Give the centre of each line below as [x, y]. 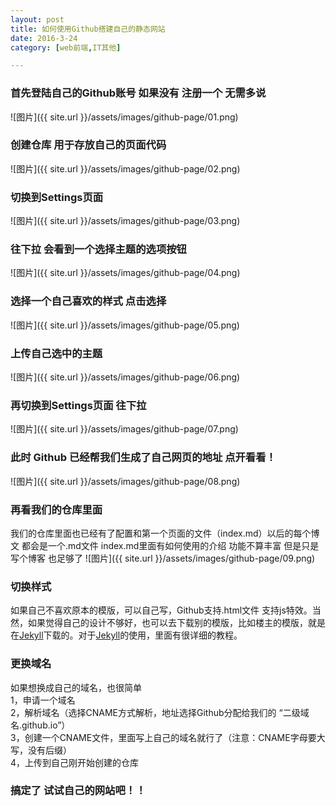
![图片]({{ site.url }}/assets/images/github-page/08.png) [125, 481]
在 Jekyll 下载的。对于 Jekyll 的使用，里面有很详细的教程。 [126, 635]
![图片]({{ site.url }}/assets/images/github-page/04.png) [125, 273]
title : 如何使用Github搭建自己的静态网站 [88, 29]
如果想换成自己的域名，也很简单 [76, 687]
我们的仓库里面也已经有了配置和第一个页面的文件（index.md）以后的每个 [161, 533]
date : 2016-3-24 [44, 38]
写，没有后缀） [41, 750]
